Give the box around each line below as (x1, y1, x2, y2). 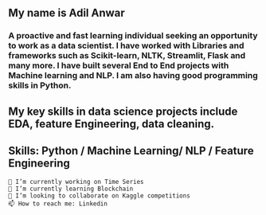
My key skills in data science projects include (8, 104, 238, 118)
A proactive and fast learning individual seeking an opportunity (8, 30, 258, 41)
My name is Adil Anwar (8, 6, 125, 20)
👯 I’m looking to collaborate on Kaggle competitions (8, 191, 191, 200)
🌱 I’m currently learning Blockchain (8, 185, 134, 193)
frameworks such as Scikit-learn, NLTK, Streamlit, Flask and (8, 50, 246, 61)
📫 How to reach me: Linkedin (8, 199, 108, 208)
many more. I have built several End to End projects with (8, 60, 229, 71)
